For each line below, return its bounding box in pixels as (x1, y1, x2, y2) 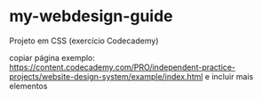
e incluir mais (204, 71, 254, 81)
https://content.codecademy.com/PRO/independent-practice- (9, 62, 236, 72)
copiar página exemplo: (9, 52, 96, 63)
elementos (9, 80, 48, 91)
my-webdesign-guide (9, 6, 173, 26)
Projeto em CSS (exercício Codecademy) (9, 35, 159, 46)
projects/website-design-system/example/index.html (9, 71, 203, 81)
